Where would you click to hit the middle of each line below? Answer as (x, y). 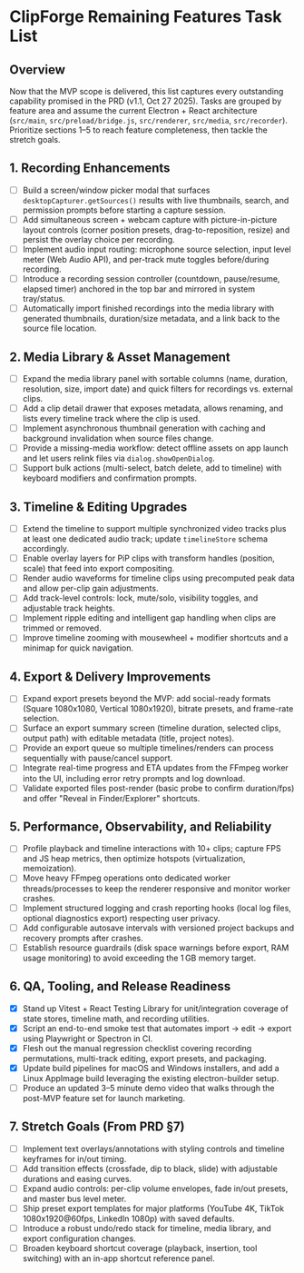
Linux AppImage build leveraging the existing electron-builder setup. (151, 1078)
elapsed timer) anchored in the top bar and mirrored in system (139, 289)
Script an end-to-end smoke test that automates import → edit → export (157, 1028)
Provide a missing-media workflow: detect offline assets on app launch (155, 448)
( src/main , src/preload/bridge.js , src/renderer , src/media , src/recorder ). (149, 120)
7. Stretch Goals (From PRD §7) (97, 1127)
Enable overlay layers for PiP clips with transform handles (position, (148, 558)
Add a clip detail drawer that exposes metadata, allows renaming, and (153, 408)
